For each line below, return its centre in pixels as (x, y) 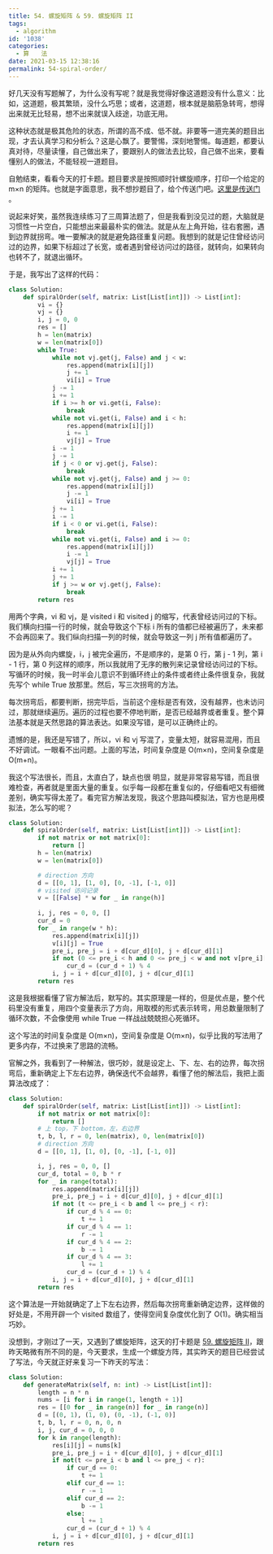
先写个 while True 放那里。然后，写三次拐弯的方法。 (95, 684)
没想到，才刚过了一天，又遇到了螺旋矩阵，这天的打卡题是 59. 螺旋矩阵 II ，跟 (136, 1341)
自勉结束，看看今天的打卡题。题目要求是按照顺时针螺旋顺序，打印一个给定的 (136, 178)
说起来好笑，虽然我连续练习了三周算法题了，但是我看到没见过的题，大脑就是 (136, 216)
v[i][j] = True (78, 943)
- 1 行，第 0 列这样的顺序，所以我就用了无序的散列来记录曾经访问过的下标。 (135, 664)
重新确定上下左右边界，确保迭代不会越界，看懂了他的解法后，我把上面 (147, 1073)
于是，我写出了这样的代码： (55, 274)
